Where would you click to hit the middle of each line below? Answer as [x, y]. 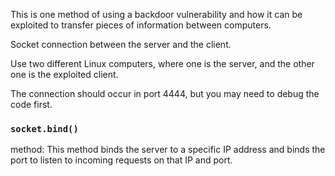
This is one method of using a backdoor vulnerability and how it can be [156, 14]
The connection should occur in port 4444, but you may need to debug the [165, 93]
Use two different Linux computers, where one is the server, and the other [162, 63]
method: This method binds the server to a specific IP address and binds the [168, 150]
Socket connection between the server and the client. [121, 44]
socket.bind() [44, 128]
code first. [31, 104]
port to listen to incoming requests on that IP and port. [121, 160]
